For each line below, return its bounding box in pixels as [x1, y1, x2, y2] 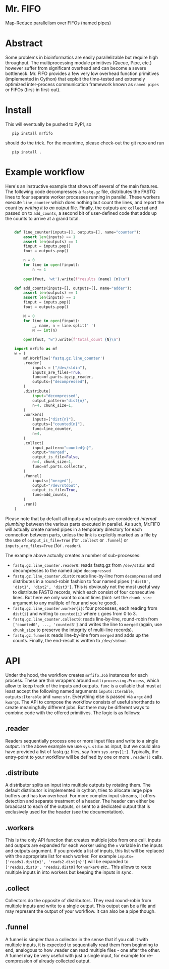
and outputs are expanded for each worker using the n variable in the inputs [5, 842, 163, 848]
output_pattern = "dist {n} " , [32, 398, 89, 403]
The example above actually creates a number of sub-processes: [5, 552, 141, 558]
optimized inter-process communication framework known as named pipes [5, 81, 159, 87]
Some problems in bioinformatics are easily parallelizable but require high [5, 54, 158, 60]
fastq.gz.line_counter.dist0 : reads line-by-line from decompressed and [12, 573, 161, 579]
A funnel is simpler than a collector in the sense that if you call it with [5, 936, 148, 942]
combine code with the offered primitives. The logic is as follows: [5, 710, 141, 716]
